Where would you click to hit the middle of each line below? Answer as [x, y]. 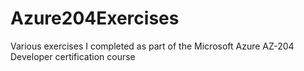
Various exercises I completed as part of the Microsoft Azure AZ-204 [152, 46]
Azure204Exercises [95, 18]
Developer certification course [73, 56]
